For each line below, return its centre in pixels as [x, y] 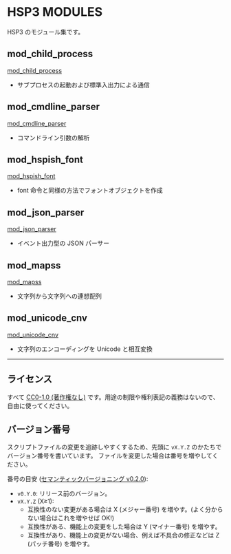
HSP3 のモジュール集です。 [46, 32]
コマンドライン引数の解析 [53, 138]
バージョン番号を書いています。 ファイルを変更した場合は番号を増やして [110, 456]
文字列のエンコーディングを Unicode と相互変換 [85, 349]
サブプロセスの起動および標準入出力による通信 [83, 85]
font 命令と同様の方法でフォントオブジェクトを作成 [90, 191]
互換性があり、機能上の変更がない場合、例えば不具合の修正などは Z [123, 535]
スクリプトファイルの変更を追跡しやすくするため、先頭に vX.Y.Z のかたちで [114, 447]
